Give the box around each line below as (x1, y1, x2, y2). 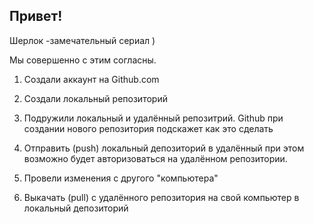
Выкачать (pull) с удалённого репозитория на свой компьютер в (23, 191, 300, 203)
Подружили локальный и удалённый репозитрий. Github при (23, 112, 284, 124)
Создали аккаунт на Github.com (23, 73, 160, 85)
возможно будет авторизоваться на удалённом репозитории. (23, 152, 288, 164)
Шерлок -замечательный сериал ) (9, 34, 156, 46)
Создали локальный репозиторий (23, 92, 168, 104)
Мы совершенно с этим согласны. (9, 54, 157, 66)
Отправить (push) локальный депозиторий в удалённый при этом (23, 142, 305, 154)
